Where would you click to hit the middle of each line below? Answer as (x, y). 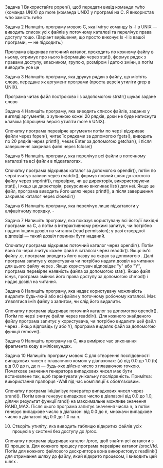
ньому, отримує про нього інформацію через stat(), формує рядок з (76, 57)
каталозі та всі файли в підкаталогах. (44, 161)
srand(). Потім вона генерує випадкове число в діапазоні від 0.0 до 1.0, (79, 396)
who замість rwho (24, 17)
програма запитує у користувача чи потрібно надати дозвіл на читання (80, 261)
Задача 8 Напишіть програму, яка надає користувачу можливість (74, 291)
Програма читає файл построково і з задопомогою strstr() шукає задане (81, 96)
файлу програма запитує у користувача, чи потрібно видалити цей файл (81, 321)
